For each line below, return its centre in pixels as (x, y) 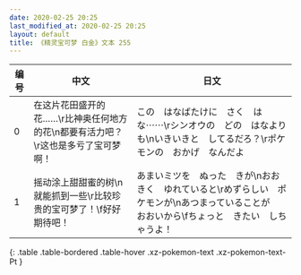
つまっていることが (230, 202)
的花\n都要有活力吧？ (78, 133)
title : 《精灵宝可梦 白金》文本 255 (70, 43)
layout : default (39, 34)
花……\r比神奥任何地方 (81, 119)
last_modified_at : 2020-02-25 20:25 (77, 26)
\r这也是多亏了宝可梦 (77, 146)
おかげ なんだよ (208, 152)
